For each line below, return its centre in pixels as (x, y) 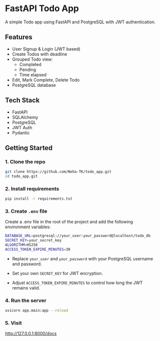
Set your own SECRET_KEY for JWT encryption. (57, 273)
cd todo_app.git (21, 176)
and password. (27, 264)
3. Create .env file (26, 211)
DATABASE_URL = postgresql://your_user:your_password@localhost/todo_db (78, 236)
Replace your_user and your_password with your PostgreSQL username (83, 258)
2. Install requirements (32, 188)
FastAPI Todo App (42, 9)
